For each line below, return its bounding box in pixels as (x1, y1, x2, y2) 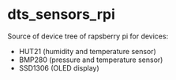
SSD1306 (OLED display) (18, 63, 99, 72)
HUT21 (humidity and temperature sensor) (18, 46, 157, 56)
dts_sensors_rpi (7, 5, 115, 24)
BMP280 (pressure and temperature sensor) (18, 55, 163, 64)
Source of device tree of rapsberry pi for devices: (7, 31, 169, 41)
